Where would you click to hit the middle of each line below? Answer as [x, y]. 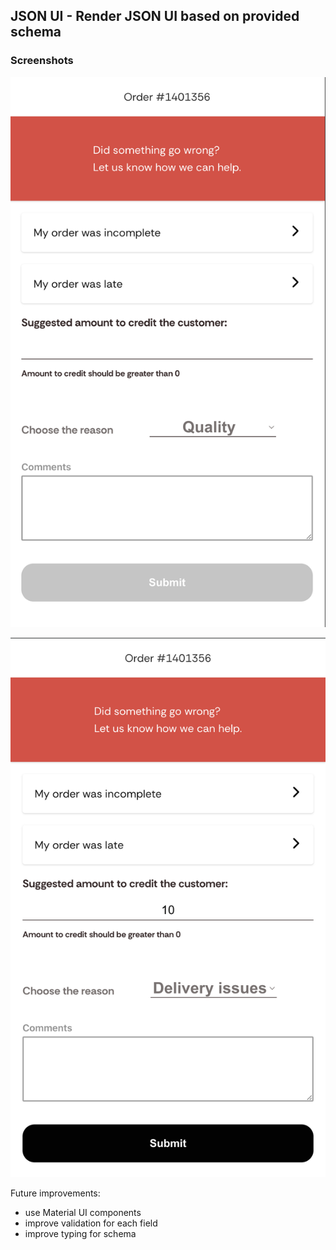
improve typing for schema [80, 1233]
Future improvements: [55, 1193]
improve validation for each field [91, 1223]
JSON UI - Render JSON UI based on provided [155, 16]
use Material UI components [83, 1212]
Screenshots [42, 61]
